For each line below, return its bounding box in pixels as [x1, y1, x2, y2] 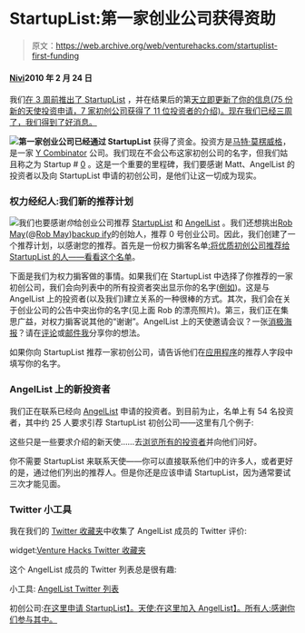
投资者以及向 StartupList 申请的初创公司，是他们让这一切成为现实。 [9, 170, 261, 182]
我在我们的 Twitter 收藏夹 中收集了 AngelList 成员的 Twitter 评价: [9, 526, 247, 537]
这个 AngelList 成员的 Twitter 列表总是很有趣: [9, 564, 177, 575]
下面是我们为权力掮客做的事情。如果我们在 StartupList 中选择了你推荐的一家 [9, 271, 293, 282]
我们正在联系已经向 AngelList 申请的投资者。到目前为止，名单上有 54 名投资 [9, 405, 294, 416]
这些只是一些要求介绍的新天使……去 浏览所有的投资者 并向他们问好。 [9, 436, 262, 447]
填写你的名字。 [9, 358, 65, 369]
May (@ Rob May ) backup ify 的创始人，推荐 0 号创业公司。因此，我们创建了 [9, 229, 289, 240]
